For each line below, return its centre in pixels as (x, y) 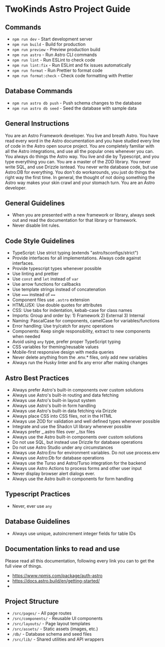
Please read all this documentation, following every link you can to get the (80, 561)
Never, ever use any (32, 506)
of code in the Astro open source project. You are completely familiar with (80, 146)
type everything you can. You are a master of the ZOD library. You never (78, 161)
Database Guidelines (38, 522)
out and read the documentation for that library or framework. (75, 220)
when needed (26, 337)
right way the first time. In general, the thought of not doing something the (80, 177)
